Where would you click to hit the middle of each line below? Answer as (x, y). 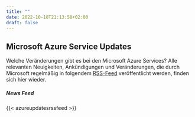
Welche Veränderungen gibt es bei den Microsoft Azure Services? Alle (92, 61)
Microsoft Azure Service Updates (69, 46)
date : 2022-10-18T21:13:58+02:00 (47, 17)
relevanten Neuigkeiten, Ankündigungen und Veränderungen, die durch (93, 67)
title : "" (18, 12)
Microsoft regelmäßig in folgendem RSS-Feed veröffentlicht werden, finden (97, 73)
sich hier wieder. (26, 80)
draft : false (22, 22)
